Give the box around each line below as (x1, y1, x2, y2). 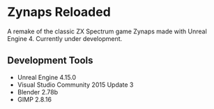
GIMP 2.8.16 (17, 95, 52, 103)
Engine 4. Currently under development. (7, 34, 123, 42)
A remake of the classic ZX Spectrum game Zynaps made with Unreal (7, 27, 207, 35)
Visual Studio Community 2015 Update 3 (17, 81, 134, 89)
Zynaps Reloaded (7, 4, 112, 20)
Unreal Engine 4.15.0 (17, 73, 77, 81)
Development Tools (7, 55, 93, 67)
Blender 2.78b (17, 87, 59, 96)
